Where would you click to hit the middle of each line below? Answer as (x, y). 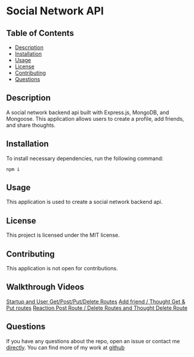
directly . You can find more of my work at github (65, 347)
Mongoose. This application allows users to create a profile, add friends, (95, 118)
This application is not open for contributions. (62, 268)
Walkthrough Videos (45, 287)
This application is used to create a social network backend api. (84, 202)
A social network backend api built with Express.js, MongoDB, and (88, 112)
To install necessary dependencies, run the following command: (85, 158)
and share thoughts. (31, 125)
